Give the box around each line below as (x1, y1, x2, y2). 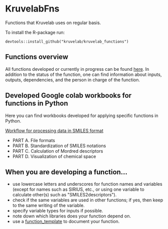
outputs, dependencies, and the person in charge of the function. (5, 76, 140, 83)
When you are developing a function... (5, 168, 128, 176)
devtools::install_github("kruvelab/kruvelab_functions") (5, 39, 129, 44)
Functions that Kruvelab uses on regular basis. (5, 20, 101, 26)
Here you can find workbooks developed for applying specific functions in (5, 112, 159, 119)
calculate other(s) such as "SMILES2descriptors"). (12, 192, 117, 198)
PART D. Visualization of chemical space (12, 153, 96, 159)
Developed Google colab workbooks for (5, 91, 132, 100)
